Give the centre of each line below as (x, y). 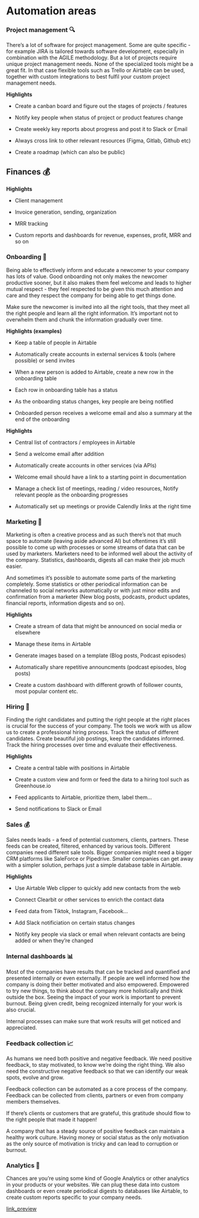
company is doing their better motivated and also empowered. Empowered (97, 984)
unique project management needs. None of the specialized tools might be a (100, 64)
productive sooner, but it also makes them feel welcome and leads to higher (99, 282)
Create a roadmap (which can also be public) (70, 152)
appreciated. (22, 1028)
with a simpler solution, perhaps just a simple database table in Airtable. (94, 865)
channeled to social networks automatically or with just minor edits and (93, 590)
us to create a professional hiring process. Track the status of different (93, 732)
